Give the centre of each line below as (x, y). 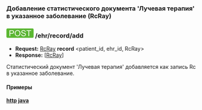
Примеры (19, 87)
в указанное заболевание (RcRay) (59, 16)
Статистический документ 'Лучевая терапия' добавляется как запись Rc (101, 67)
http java (18, 100)
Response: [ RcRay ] (39, 55)
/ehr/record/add (59, 36)
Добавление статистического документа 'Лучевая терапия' (101, 8)
